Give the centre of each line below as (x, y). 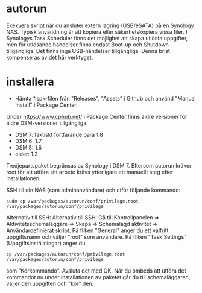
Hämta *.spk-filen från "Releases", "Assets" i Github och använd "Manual (105, 98)
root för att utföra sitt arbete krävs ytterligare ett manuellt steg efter (90, 172)
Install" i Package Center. (46, 105)
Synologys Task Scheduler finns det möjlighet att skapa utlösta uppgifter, (97, 38)
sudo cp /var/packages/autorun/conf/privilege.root (72, 201)
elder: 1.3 (26, 154)
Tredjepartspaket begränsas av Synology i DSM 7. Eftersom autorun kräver (99, 165)
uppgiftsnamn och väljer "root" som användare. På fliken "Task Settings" (96, 236)
